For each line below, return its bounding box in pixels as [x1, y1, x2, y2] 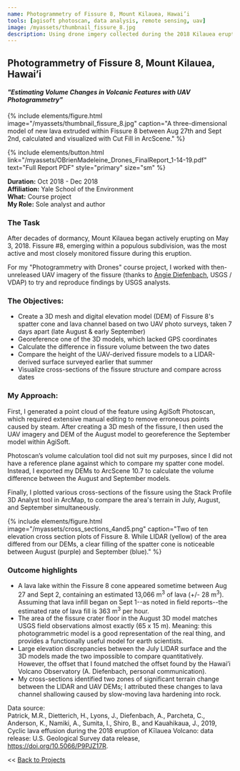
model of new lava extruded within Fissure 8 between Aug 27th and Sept [7, 126, 222, 135]
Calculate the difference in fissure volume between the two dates [17, 342, 210, 351]
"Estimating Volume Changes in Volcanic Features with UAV [7, 88, 191, 96]
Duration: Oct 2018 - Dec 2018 [7, 176, 99, 186]
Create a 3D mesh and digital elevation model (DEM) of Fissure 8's [17, 312, 214, 321]
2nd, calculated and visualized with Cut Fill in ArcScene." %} [7, 134, 186, 143]
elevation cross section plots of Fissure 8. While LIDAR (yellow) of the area [7, 532, 227, 540]
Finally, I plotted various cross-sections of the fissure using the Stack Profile [7, 487, 232, 497]
